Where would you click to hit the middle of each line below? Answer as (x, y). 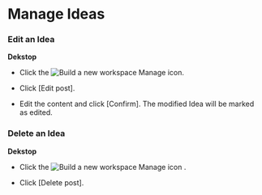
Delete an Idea (37, 134)
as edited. (36, 112)
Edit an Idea (31, 40)
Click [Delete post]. (52, 182)
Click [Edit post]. (47, 88)
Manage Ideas (56, 14)
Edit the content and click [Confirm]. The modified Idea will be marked (137, 104)
